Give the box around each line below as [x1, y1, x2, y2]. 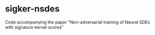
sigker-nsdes [5, 3, 60, 14]
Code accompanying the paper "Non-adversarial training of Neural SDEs [5, 19, 150, 25]
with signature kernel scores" [5, 24, 64, 30]
